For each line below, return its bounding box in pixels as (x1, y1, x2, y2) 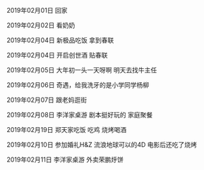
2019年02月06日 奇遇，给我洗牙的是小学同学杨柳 (6, 81, 150, 89)
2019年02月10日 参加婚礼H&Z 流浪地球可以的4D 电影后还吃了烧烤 (6, 140, 197, 149)
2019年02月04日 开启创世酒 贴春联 (6, 51, 108, 59)
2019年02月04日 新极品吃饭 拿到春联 (6, 36, 114, 44)
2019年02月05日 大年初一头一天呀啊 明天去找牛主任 (6, 66, 157, 74)
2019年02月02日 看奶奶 (6, 21, 76, 30)
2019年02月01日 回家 (6, 6, 68, 14)
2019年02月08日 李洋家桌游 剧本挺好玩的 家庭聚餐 (6, 111, 153, 119)
